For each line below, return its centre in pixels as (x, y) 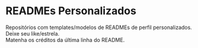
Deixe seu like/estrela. (33, 33)
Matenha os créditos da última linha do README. (65, 40)
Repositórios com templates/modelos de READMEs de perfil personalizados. (99, 27)
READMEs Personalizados (71, 11)
